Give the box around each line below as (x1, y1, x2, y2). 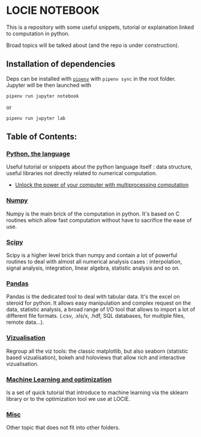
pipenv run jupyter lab (6, 115, 66, 121)
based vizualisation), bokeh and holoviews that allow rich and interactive (6, 353, 186, 361)
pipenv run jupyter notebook (6, 93, 79, 99)
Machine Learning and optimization (6, 375, 112, 383)
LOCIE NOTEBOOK (6, 4, 100, 17)
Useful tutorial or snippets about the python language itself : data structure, (6, 163, 193, 170)
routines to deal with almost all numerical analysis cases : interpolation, (6, 258, 182, 265)
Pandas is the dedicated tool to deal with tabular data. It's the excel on (6, 293, 180, 300)
